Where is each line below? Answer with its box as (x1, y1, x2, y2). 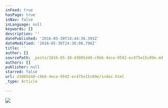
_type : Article (5, 79, 38, 84)
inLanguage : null (5, 21, 42, 27)
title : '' (5, 46, 27, 51)
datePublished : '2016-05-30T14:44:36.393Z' (5, 36, 100, 41)
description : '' (5, 31, 40, 36)
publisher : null (5, 64, 40, 70)
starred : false (5, 70, 38, 75)
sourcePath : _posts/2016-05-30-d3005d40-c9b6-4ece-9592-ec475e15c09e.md (5, 55, 163, 60)
